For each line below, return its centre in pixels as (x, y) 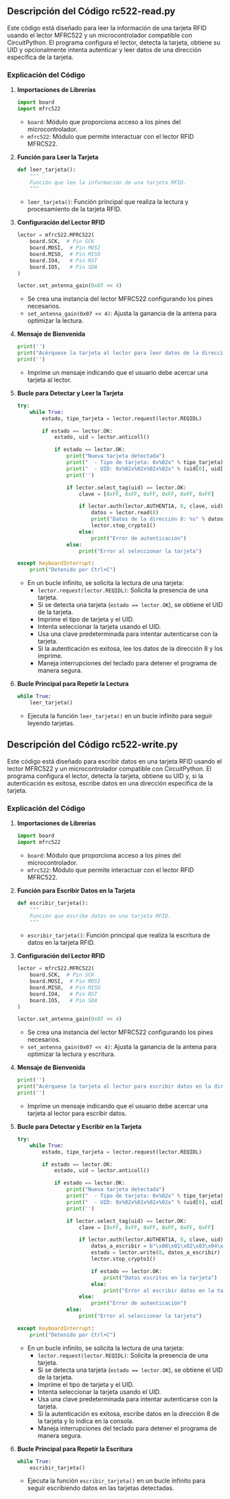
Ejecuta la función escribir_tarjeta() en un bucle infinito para (116, 1481)
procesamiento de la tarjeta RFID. (74, 209)
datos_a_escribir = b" (123, 1246)
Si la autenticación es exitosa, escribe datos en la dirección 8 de (128, 1413)
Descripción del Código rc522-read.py (91, 11)
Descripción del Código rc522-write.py (93, 745)
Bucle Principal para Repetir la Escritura (75, 1449)
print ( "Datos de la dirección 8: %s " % (148, 519)
